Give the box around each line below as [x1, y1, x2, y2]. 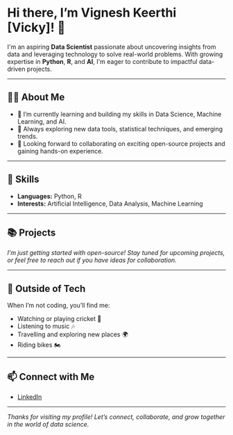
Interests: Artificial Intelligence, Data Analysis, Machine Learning [17, 199, 203, 208]
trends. [17, 132, 38, 140]
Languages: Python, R [17, 192, 82, 200]
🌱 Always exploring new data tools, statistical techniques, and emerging [17, 124, 223, 133]
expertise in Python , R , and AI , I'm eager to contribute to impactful [7, 57, 198, 65]
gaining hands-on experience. [17, 147, 104, 155]
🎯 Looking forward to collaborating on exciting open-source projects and [17, 139, 225, 147]
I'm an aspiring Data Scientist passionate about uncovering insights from [7, 42, 216, 51]
